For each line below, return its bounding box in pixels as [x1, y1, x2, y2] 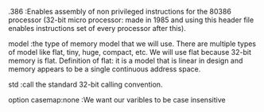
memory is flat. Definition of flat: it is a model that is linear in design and [8, 56, 243, 65]
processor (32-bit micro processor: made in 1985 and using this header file [8, 15, 254, 25]
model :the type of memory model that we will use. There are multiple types [8, 39, 257, 48]
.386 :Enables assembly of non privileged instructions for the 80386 [8, 7, 232, 16]
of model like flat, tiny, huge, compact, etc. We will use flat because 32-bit [8, 48, 252, 56]
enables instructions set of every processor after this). [8, 24, 187, 33]
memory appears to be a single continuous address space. [8, 64, 201, 74]
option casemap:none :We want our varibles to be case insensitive [8, 95, 226, 104]
